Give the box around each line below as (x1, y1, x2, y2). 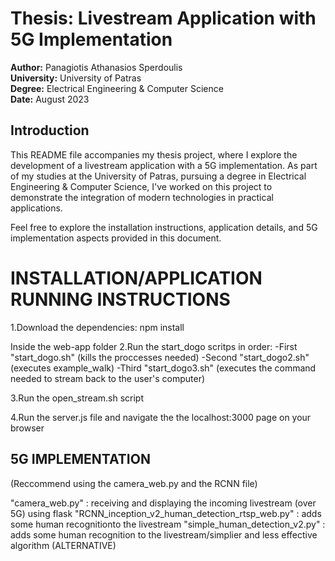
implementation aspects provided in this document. (10, 232, 222, 244)
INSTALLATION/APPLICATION (10, 267, 263, 289)
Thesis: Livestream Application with (10, 7, 317, 30)
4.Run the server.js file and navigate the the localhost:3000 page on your (10, 411, 312, 423)
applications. (10, 202, 63, 214)
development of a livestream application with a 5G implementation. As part (10, 159, 318, 171)
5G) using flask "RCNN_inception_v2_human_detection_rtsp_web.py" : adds (10, 507, 322, 519)
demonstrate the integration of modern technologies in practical (10, 191, 274, 203)
